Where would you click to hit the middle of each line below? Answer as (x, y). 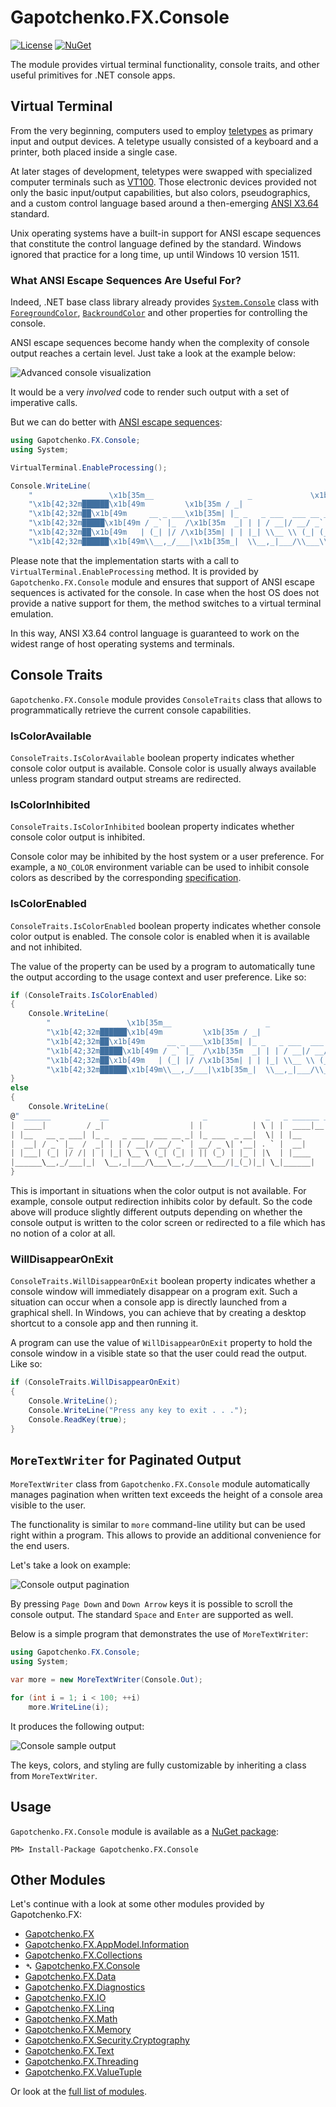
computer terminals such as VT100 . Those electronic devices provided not (163, 182)
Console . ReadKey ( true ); (78, 1419)
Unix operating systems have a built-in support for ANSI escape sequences (166, 233)
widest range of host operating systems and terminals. (122, 643)
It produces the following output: (77, 1726)
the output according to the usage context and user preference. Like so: (158, 977)
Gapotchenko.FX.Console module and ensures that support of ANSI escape (162, 582)
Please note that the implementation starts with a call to (125, 560)
